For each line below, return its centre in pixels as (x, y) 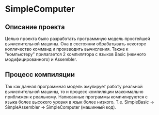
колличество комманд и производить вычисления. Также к (67, 49)
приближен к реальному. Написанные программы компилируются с (76, 96)
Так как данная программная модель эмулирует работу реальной (74, 86)
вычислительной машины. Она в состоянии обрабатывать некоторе (76, 44)
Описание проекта (35, 27)
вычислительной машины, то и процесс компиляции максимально (74, 92)
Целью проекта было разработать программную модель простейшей (78, 38)
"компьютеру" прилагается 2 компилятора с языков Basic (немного (76, 54)
